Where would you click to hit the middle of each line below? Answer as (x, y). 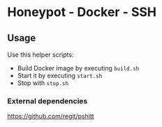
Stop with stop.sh (43, 83)
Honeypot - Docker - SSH (82, 12)
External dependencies (47, 100)
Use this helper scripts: (40, 54)
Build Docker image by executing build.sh (78, 68)
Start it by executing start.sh (60, 75)
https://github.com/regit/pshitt (51, 117)
